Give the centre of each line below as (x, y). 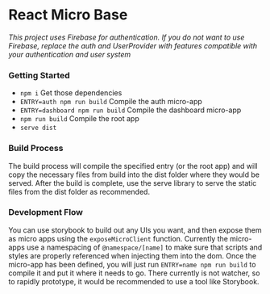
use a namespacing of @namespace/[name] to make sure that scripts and (145, 247)
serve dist (38, 128)
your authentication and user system (70, 54)
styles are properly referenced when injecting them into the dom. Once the (132, 255)
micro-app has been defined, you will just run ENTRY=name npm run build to (132, 264)
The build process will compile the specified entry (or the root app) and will (133, 166)
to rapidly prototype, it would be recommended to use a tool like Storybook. (134, 281)
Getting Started (39, 75)
